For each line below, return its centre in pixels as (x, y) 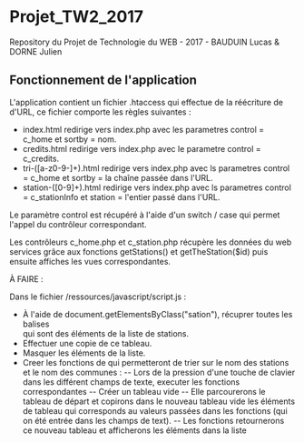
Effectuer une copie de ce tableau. (87, 343)
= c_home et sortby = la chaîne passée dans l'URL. (118, 177)
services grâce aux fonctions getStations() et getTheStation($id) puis (139, 251)
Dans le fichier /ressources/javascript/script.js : (98, 297)
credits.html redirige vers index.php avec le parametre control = (142, 148)
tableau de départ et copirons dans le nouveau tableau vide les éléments (159, 401)
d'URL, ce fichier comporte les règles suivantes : (100, 112)
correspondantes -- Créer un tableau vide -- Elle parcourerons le (144, 391)
